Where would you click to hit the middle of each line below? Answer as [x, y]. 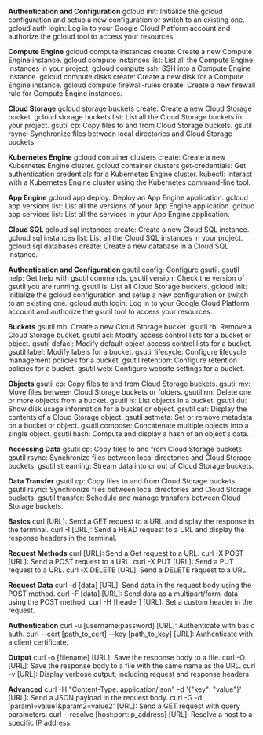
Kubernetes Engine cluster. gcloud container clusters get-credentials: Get [127, 165]
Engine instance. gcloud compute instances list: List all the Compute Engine [131, 60]
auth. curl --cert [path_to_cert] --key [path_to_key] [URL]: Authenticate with [131, 634]
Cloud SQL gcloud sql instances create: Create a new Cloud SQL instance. [129, 230]
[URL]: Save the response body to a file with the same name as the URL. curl [132, 666]
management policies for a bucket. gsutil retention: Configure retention [123, 360]
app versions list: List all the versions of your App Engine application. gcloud [131, 206]
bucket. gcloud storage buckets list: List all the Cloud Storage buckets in [125, 117]
